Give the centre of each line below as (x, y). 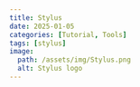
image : (22, 52)
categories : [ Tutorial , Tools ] (68, 34)
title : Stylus (36, 18)
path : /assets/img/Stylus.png (74, 60)
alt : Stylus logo (50, 69)
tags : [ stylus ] (38, 43)
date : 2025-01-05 (42, 26)
